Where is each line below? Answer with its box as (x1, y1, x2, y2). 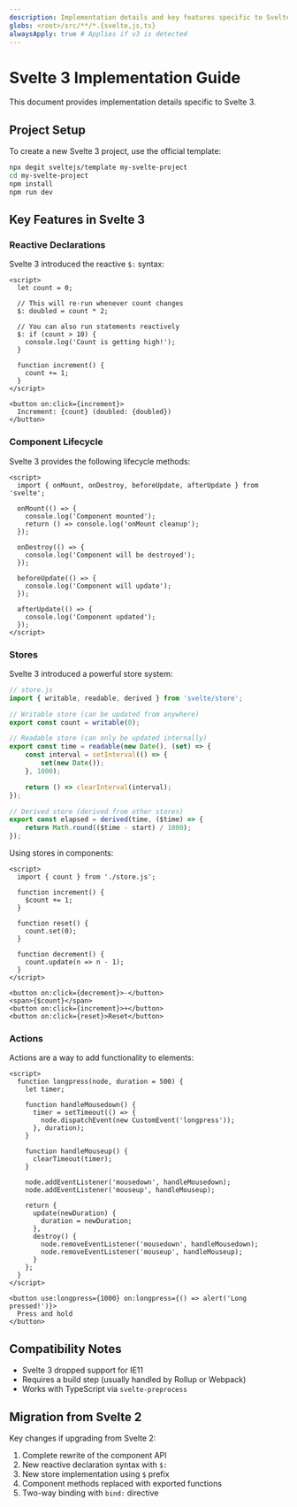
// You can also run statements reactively (17, 322, 179, 332)
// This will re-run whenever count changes (17, 299, 184, 308)
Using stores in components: (9, 848, 114, 858)
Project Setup (9, 122, 87, 137)
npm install (9, 179, 53, 188)
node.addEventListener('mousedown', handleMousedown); (25, 1178, 232, 1187)
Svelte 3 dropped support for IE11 (21, 1365, 144, 1376)
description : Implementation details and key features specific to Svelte (9, 12, 291, 22)
